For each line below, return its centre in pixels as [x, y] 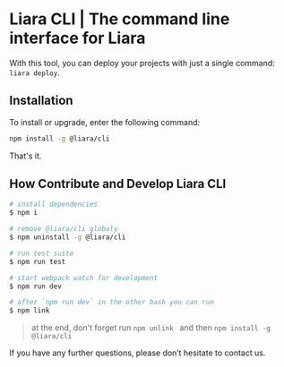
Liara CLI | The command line [120, 19]
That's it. [26, 156]
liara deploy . [34, 73]
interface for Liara [77, 38]
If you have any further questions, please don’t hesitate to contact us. [138, 353]
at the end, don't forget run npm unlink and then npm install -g [151, 328]
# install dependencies [54, 205]
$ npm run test [38, 261]
